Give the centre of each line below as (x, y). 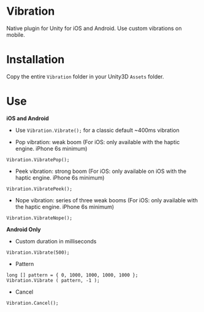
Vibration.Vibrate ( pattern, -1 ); (53, 280)
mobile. (16, 34)
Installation (36, 60)
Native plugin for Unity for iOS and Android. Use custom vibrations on (94, 28)
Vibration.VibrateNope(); (39, 218)
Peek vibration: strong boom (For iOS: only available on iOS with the (101, 171)
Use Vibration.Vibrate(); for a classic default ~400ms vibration (97, 130)
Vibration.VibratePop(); (38, 160)
